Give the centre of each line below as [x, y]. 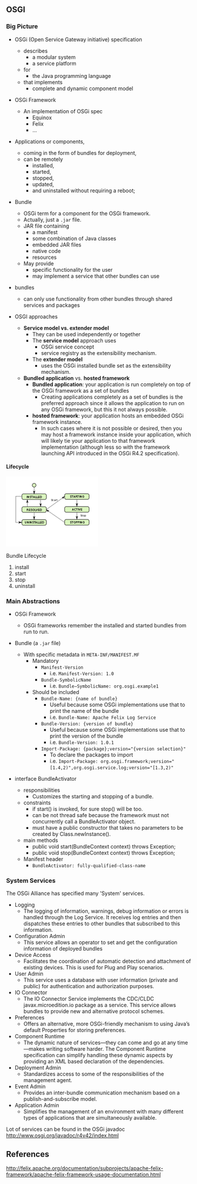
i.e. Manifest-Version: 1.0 [82, 673]
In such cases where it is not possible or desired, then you [111, 428]
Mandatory [45, 661]
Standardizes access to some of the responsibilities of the [94, 1074]
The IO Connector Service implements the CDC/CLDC [89, 999]
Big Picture [22, 27]
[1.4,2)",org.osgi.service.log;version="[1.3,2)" [112, 768]
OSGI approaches [36, 316]
